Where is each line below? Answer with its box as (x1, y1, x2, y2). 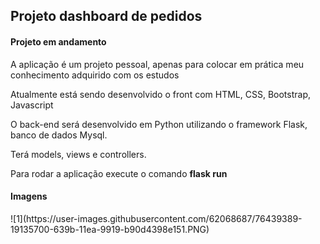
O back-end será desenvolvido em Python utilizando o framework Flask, (10, 118, 308, 130)
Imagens (10, 190, 48, 203)
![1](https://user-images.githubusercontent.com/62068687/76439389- (10, 212, 303, 224)
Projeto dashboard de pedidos (10, 8, 203, 25)
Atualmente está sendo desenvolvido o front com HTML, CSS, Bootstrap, (10, 88, 311, 100)
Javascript (10, 99, 54, 111)
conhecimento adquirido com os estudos (10, 69, 180, 81)
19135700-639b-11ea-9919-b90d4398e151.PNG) (10, 223, 210, 235)
